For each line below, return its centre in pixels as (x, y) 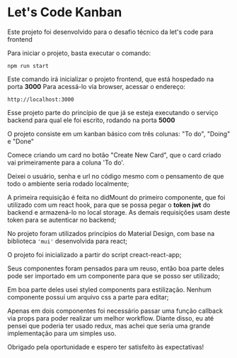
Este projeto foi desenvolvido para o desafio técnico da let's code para (110, 32)
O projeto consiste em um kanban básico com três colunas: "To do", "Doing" (119, 133)
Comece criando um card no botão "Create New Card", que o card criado (114, 155)
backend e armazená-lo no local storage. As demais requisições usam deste (119, 212)
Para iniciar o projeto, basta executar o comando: (79, 53)
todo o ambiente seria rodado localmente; (68, 184)
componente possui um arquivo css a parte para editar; (88, 297)
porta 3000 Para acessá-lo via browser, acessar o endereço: (97, 86)
